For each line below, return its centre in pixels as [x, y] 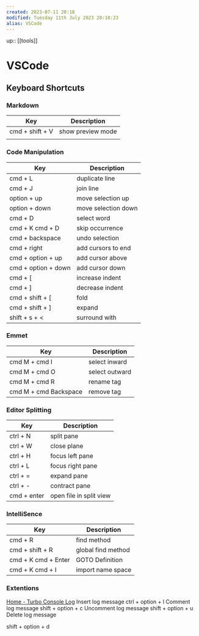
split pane [64, 436]
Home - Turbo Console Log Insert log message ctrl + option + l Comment [98, 601]
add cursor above [102, 257]
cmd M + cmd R [32, 382]
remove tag [104, 391]
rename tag [105, 382]
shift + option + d [28, 626]
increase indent [99, 278]
